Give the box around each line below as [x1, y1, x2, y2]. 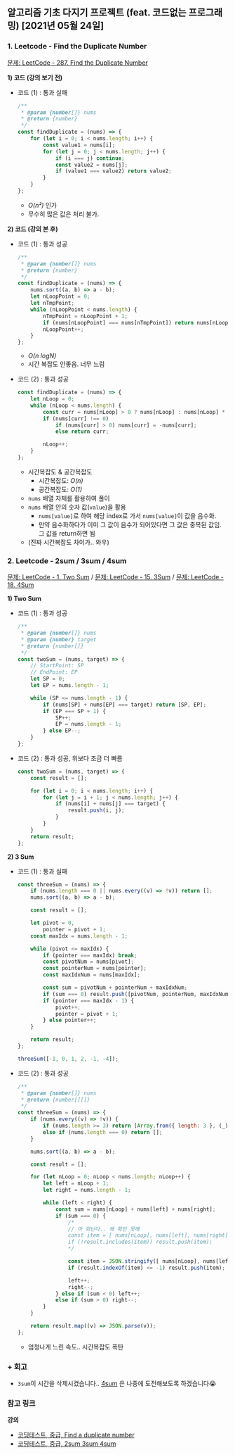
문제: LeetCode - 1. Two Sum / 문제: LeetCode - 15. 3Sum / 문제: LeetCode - [7, 573, 224, 581]
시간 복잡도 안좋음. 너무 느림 [27, 360, 105, 368]
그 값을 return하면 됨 [38, 529, 96, 537]
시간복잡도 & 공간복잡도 [27, 467, 93, 476]
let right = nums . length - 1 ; [43, 1187, 131, 1194]
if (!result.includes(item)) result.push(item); [67, 1238, 213, 1246]
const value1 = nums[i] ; [43, 141, 116, 149]
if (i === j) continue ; [55, 154, 125, 162]
